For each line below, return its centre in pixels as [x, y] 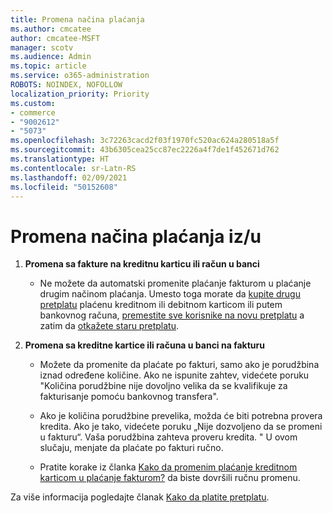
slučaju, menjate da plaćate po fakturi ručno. [131, 448]
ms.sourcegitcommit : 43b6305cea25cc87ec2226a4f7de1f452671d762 [145, 150]
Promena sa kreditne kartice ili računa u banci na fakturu [144, 345]
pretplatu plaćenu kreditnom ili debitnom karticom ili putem [161, 305]
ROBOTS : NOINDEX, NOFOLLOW [66, 85]
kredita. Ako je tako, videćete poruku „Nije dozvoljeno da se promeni [181, 427]
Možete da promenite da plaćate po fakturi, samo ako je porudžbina [179, 365]
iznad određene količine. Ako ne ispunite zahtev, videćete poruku [174, 375]
